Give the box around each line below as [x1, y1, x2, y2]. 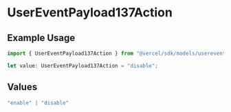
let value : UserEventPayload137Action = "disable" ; [7, 62, 158, 69]
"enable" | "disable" [7, 99, 69, 107]
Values [7, 81, 38, 93]
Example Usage [7, 32, 76, 44]
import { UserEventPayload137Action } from [7, 50, 134, 57]
